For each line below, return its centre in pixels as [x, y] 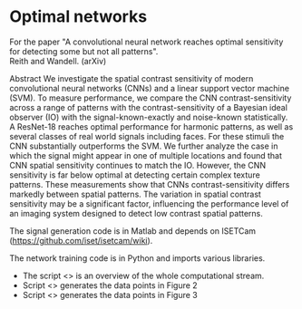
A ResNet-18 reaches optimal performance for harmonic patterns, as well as [151, 126]
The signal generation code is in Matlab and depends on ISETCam [133, 231]
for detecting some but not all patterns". [84, 51]
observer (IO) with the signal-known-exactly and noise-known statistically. [149, 117]
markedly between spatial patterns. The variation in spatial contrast [135, 194]
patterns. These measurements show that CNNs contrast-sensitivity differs [150, 184]
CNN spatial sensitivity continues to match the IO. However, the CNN [137, 165]
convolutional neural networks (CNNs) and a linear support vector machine [150, 88]
